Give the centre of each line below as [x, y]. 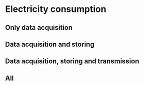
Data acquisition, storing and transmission [72, 61]
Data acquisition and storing [50, 44]
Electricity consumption [56, 9]
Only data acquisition [39, 28]
